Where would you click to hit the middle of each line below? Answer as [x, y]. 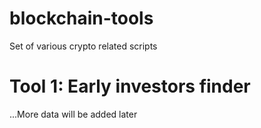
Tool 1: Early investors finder [130, 86]
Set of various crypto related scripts [83, 46]
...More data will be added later [73, 114]
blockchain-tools [81, 18]
